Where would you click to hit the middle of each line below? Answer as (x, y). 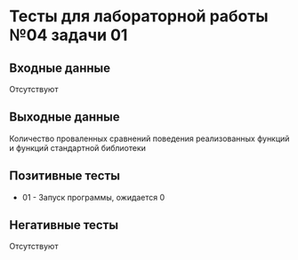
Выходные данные (64, 117)
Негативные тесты (64, 225)
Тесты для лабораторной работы (139, 16)
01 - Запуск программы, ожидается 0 (93, 197)
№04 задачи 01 (68, 35)
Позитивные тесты (64, 176)
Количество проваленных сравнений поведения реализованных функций (149, 138)
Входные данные (60, 68)
